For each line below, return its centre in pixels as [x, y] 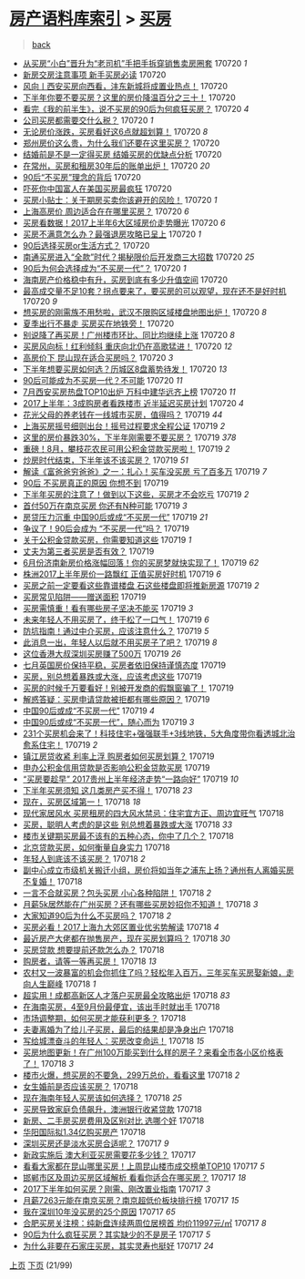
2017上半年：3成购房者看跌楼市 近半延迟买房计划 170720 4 [133, 403]
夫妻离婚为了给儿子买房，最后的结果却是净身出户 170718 [128, 1029]
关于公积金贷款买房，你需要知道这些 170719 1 [107, 539]
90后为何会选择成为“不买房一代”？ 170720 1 [104, 268]
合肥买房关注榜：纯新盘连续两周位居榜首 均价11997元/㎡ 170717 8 [144, 1223]
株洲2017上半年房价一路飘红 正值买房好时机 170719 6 [122, 574]
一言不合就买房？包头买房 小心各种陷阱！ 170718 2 [117, 893]
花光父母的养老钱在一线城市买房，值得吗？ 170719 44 [122, 414]
